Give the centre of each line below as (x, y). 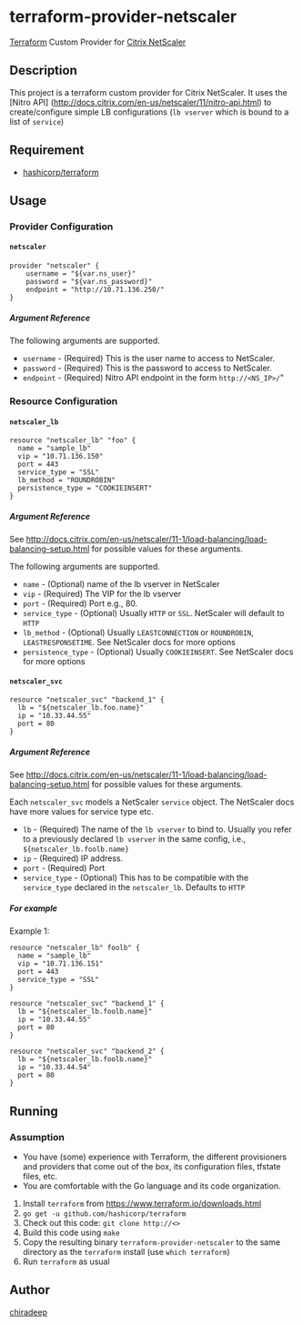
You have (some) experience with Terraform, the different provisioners (155, 1157)
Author (30, 1290)
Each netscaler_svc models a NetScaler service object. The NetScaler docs (152, 802)
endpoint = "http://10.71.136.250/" (96, 290)
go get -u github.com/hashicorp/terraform (104, 1214)
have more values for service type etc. (82, 812)
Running (34, 1111)
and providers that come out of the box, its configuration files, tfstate (151, 1166)
